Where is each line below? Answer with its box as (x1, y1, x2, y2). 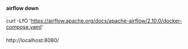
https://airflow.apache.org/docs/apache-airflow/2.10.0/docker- (30, 17, 183, 24)
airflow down (6, 5, 39, 12)
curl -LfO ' (6, 17, 31, 24)
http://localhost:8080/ (6, 36, 60, 43)
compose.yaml (6, 24, 42, 31)
